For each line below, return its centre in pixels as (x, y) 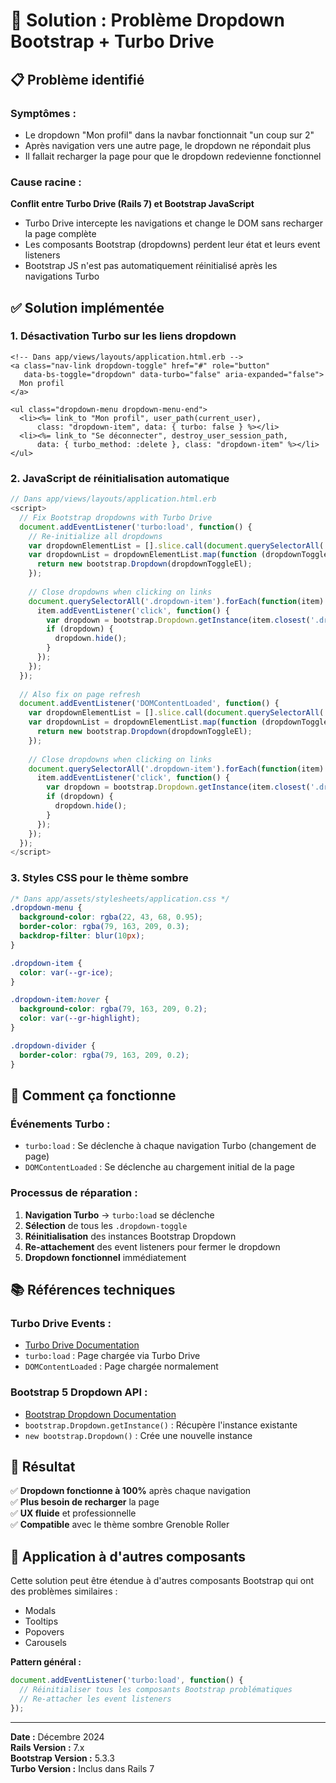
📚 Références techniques (93, 1289)
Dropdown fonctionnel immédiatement (105, 1257)
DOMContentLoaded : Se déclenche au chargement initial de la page (159, 1167)
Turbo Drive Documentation (82, 1345)
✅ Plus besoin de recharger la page (85, 1502)
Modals (40, 1611)
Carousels (45, 1643)
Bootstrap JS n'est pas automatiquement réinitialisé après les (151, 266)
